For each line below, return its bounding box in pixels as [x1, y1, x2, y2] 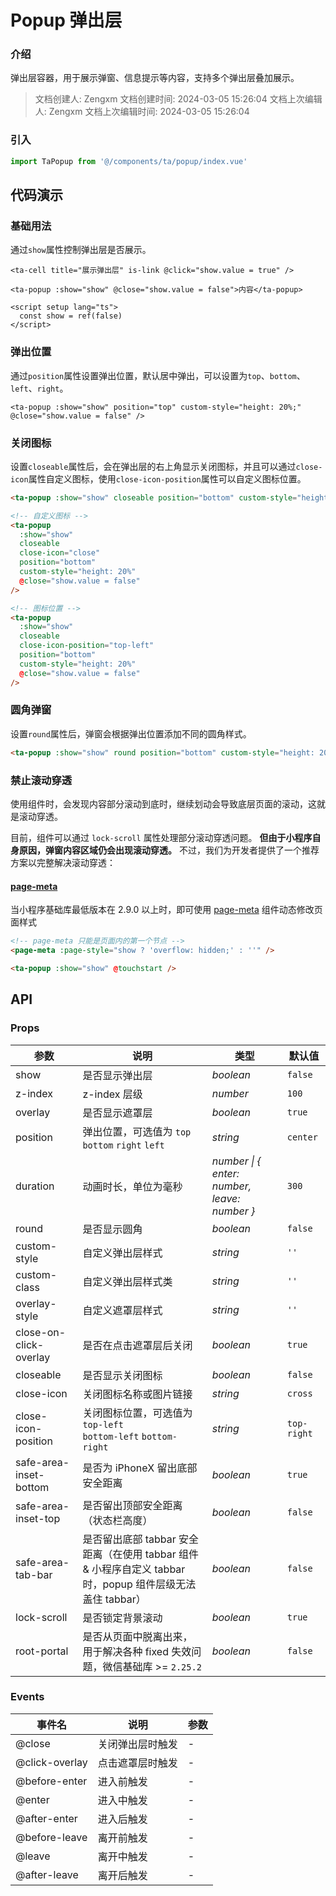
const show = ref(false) [19, 311, 123, 321]
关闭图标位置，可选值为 [82, 1406, 193, 1420]
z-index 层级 [82, 1087, 143, 1101]
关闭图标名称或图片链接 [82, 1387, 193, 1401]
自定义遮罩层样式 [82, 1303, 163, 1317]
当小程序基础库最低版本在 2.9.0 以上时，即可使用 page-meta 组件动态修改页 [10, 904, 323, 916]
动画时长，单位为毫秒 [82, 1179, 183, 1193]
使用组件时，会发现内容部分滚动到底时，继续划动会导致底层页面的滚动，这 [10, 798, 317, 810]
